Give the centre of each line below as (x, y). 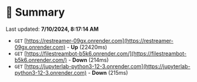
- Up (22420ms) (87, 47)
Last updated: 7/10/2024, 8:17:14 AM (52, 29)
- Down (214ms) (89, 60)
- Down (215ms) (108, 72)
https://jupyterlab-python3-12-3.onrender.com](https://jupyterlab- (108, 66)
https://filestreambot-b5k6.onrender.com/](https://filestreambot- (106, 53)
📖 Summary (35, 12)
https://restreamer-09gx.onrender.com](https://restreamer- (100, 40)
